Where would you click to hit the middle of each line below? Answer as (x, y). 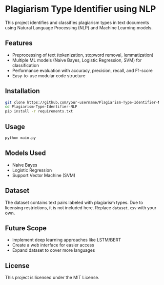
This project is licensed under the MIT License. (52, 278)
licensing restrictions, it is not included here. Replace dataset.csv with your (81, 208)
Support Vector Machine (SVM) (44, 175)
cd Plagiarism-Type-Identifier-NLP (41, 107)
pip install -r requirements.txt (39, 111)
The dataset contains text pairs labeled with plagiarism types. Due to (74, 202)
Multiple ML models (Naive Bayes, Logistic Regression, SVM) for (77, 60)
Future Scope (26, 228)
